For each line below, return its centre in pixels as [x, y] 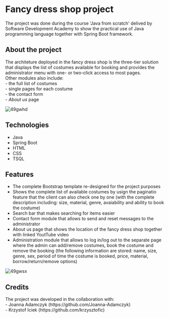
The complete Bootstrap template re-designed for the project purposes [87, 186]
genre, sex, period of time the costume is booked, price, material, [80, 256]
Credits [17, 287]
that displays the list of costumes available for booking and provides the [80, 67]
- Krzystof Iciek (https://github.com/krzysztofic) [55, 310]
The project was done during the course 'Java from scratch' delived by [79, 23]
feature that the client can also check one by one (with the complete [83, 197]
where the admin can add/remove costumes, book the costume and [83, 245]
